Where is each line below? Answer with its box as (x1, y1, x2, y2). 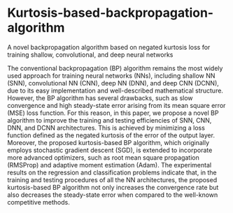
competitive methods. (7, 198, 70, 206)
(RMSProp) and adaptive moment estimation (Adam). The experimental (7, 160, 212, 169)
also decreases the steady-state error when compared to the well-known (7, 191, 218, 199)
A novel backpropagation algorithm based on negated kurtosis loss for (7, 43, 211, 51)
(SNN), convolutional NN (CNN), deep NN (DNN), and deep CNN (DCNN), (7, 78, 219, 87)
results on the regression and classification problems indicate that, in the (7, 168, 217, 177)
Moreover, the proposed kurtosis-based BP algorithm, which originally (7, 138, 210, 146)
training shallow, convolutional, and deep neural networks (7, 50, 174, 59)
